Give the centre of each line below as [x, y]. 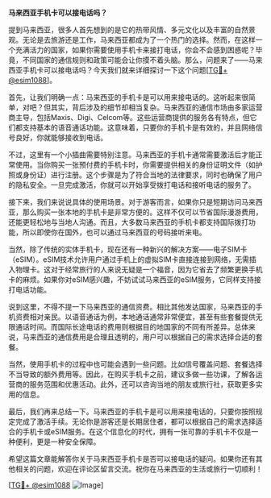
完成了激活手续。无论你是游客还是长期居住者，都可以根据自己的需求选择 [135, 421]
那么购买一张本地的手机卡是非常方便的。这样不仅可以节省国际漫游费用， [142, 212]
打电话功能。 [29, 290]
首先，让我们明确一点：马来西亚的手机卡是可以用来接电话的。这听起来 [125, 97]
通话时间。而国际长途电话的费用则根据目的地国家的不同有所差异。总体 [131, 327]
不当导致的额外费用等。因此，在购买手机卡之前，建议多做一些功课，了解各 [132, 374]
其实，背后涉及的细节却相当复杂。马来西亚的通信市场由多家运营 [156, 107]
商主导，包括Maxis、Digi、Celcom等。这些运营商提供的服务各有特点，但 [129, 117]
